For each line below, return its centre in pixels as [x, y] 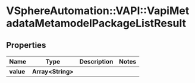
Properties [26, 45]
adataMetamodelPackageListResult [96, 23]
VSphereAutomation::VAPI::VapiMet [98, 11]
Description [96, 62]
